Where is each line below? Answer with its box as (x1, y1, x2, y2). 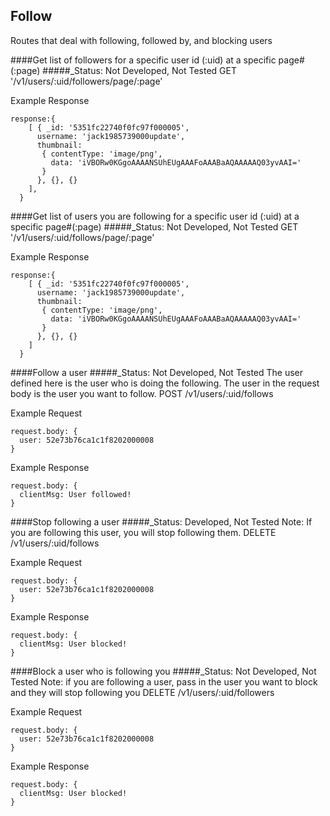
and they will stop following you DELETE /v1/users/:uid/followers (10, 686, 275, 698)
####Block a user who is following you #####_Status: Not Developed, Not (10, 665, 317, 677)
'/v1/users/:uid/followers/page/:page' (10, 75, 163, 87)
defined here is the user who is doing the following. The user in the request (10, 377, 320, 389)
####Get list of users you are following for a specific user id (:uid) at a (10, 210, 300, 222)
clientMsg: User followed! (19, 489, 132, 499)
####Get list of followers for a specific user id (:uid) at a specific (10, 54, 277, 66)
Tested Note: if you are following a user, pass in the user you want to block (10, 675, 318, 688)
